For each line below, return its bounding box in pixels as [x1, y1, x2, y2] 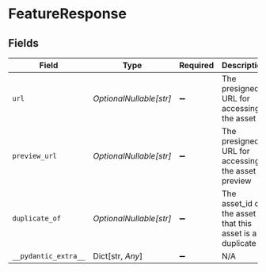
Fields [8, 36, 40, 50]
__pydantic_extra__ [12, 251, 85, 260]
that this [221, 218, 252, 228]
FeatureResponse [8, 5, 127, 23]
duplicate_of [12, 214, 62, 223]
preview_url [12, 151, 58, 160]
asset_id [221, 198, 253, 209]
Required [179, 60, 215, 71]
